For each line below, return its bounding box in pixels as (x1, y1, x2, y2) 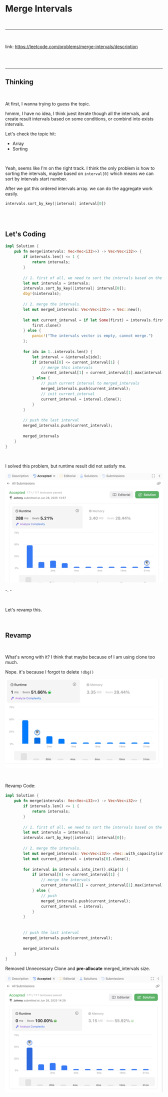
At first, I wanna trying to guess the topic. (5, 100, 90, 106)
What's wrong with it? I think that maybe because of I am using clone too (5, 654, 155, 660)
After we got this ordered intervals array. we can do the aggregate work (5, 185, 153, 191)
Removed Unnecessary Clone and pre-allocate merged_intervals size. (5, 965, 150, 971)
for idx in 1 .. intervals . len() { (23, 349, 93, 354)
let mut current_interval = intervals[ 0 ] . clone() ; (23, 856, 131, 861)
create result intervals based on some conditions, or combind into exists (5, 115, 154, 121)
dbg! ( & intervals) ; (23, 291, 61, 296)
